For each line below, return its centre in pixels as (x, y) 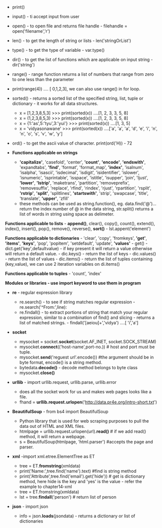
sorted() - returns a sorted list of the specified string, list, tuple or (78, 98)
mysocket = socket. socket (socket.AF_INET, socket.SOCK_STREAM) (88, 342)
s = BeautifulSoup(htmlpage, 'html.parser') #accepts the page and (86, 442)
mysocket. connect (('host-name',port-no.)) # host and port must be (87, 347)
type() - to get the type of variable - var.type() (58, 50)
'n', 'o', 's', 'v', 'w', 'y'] (41, 134)
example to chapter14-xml (46, 486)
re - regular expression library (42, 292)
